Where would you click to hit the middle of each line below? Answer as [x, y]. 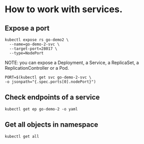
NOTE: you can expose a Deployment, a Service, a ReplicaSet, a [72, 63]
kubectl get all [22, 136]
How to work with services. [64, 9]
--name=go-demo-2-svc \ [34, 44]
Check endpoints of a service [52, 97]
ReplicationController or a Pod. [37, 68]
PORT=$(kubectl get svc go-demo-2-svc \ [48, 77]
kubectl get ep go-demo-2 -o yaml [41, 109]
